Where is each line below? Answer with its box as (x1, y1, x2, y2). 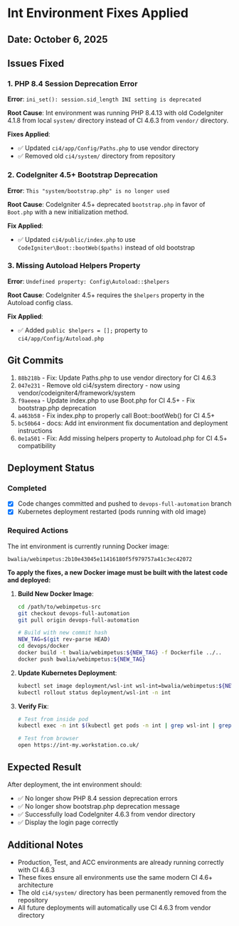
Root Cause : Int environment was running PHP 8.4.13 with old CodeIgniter (7, 109, 224, 117)
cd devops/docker (17, 642, 70, 650)
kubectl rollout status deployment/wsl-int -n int (17, 688, 171, 696)
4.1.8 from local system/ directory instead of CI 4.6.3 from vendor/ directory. (7, 116, 229, 125)
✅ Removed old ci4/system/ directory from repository (17, 151, 176, 161)
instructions (17, 426, 53, 435)
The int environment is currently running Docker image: (7, 542, 169, 550)
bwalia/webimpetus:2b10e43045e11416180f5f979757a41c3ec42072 (7, 555, 193, 563)
